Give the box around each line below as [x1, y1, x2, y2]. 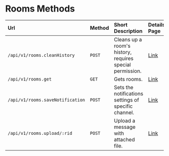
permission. [114, 67, 142, 74]
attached [114, 136, 135, 143]
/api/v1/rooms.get [8, 76, 52, 82]
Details [148, 21, 165, 28]
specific [114, 103, 133, 110]
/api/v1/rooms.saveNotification [8, 97, 86, 103]
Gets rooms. [114, 75, 143, 83]
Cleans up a [114, 36, 142, 43]
